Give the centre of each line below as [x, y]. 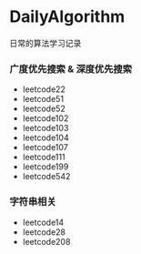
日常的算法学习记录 [45, 43]
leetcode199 [45, 167]
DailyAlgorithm [67, 17]
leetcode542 [46, 177]
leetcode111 [44, 157]
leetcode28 [44, 232]
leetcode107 [45, 147]
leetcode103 [45, 128]
